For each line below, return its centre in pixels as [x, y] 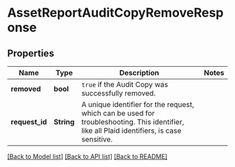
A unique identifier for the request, [138, 104]
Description [139, 73]
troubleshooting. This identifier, [133, 122]
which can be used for [118, 113]
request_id [29, 122]
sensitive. [97, 139]
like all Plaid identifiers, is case [131, 130]
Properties [31, 53]
